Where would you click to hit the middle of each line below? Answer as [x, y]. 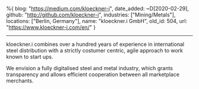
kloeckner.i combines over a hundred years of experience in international [95, 44]
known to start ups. [30, 57]
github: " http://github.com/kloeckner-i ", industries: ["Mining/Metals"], [91, 15]
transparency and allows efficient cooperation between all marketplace [93, 74]
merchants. [20, 81]
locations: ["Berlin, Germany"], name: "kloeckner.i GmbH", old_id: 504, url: [97, 21]
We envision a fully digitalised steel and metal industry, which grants [90, 68]
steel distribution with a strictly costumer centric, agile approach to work [95, 50]
